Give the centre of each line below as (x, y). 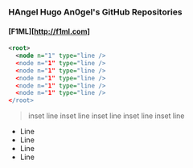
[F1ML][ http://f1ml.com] (49, 31)
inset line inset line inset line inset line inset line (106, 116)
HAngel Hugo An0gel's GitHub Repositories (95, 12)
